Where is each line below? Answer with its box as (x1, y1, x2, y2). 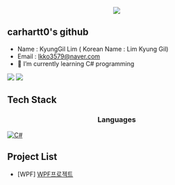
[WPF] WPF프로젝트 (17, 170, 74, 179)
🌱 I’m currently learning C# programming (17, 59, 135, 67)
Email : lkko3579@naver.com (17, 52, 101, 61)
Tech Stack (7, 94, 57, 106)
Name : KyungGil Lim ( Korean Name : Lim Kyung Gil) (17, 45, 169, 53)
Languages (97, 115, 137, 124)
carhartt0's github (7, 26, 89, 38)
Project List (7, 150, 58, 163)
